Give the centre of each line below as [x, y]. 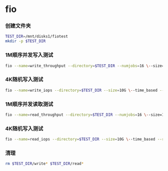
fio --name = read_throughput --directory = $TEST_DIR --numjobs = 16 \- [77, 115]
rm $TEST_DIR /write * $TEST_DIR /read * [44, 164]
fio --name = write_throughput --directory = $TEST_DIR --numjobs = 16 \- [78, 66]
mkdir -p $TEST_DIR [25, 41]
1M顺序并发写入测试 [29, 55]
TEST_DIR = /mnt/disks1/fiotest [37, 37]
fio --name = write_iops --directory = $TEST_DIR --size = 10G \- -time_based [81, 90]
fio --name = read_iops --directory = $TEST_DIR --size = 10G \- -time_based [80, 139]
